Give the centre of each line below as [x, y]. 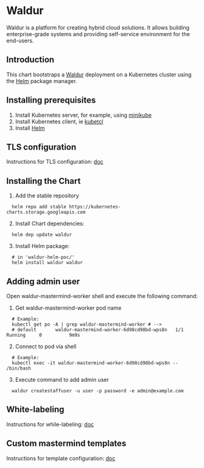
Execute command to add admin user [62, 380]
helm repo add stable [39, 207]
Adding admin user [43, 281]
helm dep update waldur [42, 235]
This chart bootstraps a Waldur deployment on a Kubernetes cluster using [99, 75]
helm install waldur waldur [47, 263]
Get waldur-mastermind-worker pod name [68, 308]
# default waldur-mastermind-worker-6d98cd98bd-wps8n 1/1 [98, 330]
